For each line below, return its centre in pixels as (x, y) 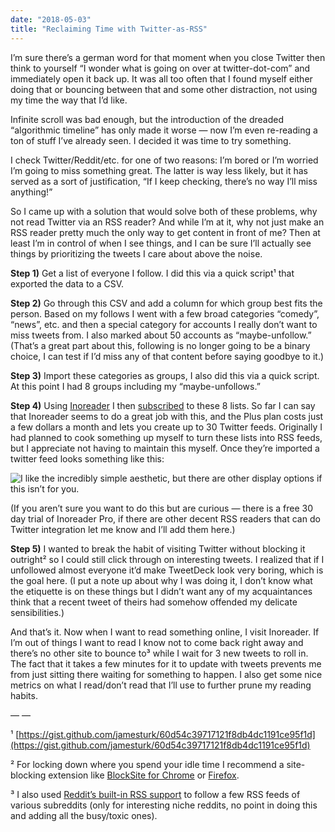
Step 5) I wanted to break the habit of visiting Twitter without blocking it (158, 548)
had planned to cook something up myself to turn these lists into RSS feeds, (166, 437)
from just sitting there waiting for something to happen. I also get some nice (166, 674)
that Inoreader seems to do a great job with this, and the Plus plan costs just (167, 416)
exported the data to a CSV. (67, 283)
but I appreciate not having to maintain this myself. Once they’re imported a (165, 448)
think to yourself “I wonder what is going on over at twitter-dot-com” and (160, 68)
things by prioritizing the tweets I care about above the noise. (136, 253)
